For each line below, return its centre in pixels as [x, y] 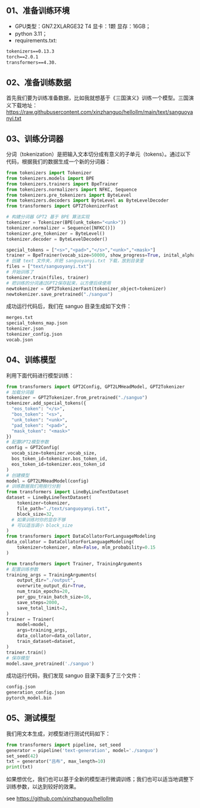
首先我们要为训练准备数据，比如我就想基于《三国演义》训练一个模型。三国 [97, 98]
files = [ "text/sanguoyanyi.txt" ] [49, 267]
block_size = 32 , [36, 514]
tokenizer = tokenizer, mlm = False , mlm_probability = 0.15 [86, 547]
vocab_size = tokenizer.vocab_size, [54, 453]
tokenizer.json [25, 329]
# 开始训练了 [20, 272]
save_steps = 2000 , [38, 602]
